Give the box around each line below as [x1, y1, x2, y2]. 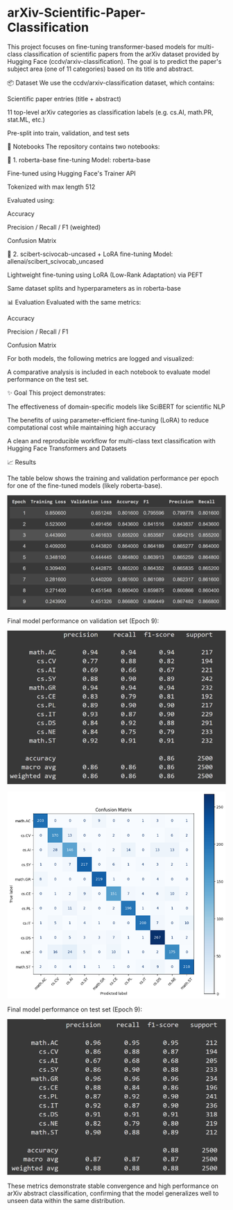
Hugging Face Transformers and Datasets [7, 444, 127, 452]
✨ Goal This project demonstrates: [7, 389, 106, 397]
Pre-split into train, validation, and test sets [7, 128, 130, 137]
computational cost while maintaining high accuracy [7, 423, 156, 432]
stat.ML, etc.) [7, 115, 45, 123]
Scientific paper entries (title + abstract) [7, 94, 121, 103]
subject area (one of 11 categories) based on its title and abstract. [7, 65, 194, 73]
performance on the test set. [7, 375, 89, 383]
